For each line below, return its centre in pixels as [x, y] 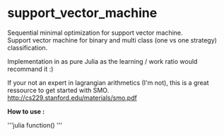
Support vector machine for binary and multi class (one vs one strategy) [112, 40]
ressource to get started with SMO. [58, 90]
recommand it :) [30, 69]
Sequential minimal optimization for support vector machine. [95, 33]
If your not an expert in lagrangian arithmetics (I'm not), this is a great [108, 82]
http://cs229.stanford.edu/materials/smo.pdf [72, 98]
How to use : [26, 111]
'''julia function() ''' [35, 125]
